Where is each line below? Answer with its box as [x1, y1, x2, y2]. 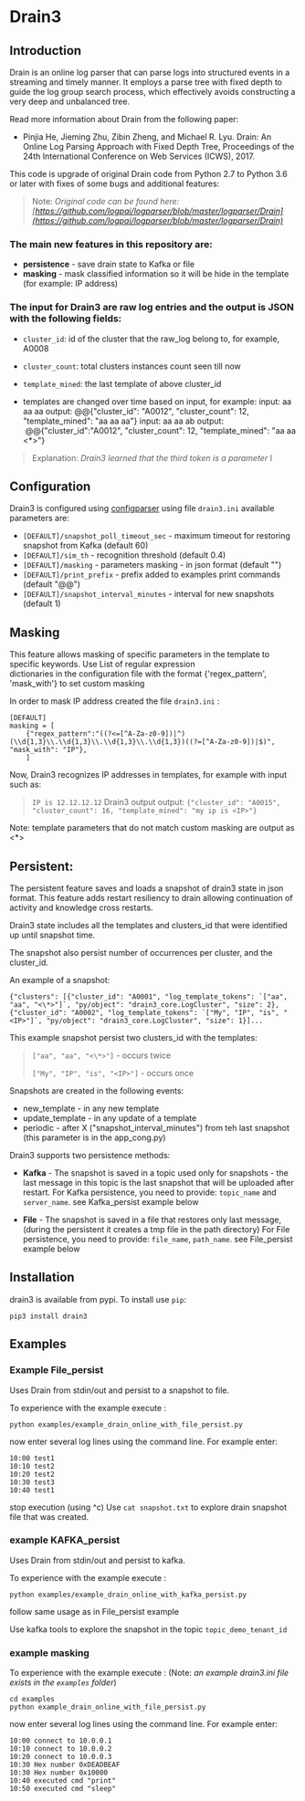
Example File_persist [9, 1364, 104, 1377]
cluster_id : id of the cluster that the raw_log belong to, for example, [22, 333, 280, 344]
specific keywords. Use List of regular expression [9, 659, 195, 670]
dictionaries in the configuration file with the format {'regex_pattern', [9, 668, 267, 679]
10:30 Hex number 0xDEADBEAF [9, 1760, 121, 1770]
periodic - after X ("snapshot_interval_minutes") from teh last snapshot [22, 1123, 290, 1134]
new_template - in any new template [22, 1103, 160, 1115]
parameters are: [9, 513, 70, 524]
